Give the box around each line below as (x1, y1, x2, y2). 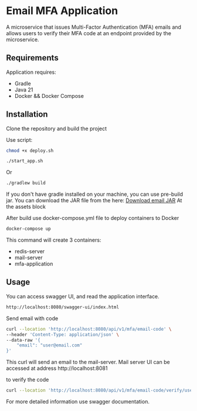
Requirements (6, 53, 59, 63)
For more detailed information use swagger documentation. (6, 398, 150, 405)
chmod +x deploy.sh (6, 148, 54, 154)
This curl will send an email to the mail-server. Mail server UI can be (6, 359, 170, 366)
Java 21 (14, 86, 33, 93)
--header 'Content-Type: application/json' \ (6, 331, 119, 338)
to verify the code (6, 376, 49, 383)
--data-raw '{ (6, 337, 41, 343)
